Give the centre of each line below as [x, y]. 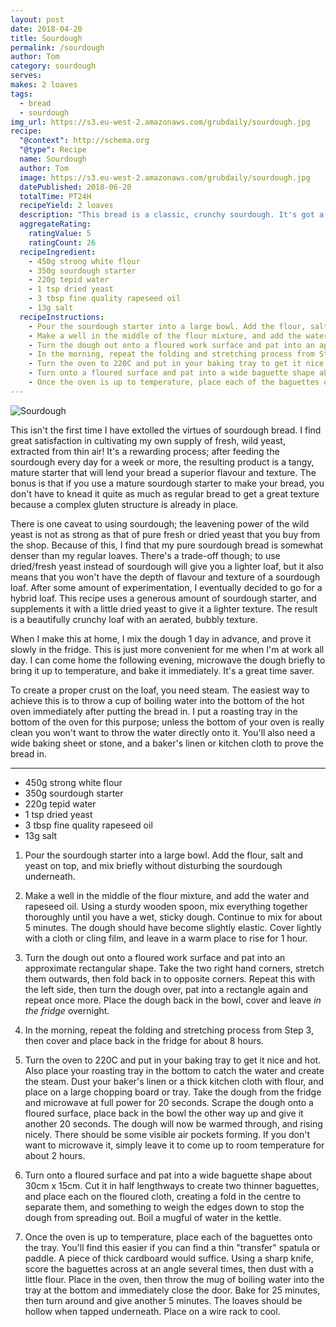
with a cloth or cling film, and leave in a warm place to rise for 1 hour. [166, 938]
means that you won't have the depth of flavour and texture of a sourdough [165, 577]
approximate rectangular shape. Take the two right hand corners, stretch [174, 968]
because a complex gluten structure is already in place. [124, 504]
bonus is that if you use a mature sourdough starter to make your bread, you [167, 483]
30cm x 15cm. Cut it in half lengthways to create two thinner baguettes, [172, 1185]
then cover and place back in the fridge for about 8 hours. [144, 1040]
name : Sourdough [53, 159]
